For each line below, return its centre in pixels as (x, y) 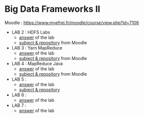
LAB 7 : (19, 105)
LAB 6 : (19, 95)
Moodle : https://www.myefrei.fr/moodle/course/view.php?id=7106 (72, 23)
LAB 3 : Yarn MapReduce (37, 48)
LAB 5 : (19, 79)
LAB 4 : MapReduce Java (37, 63)
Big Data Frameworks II (52, 9)
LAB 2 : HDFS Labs (31, 32)
